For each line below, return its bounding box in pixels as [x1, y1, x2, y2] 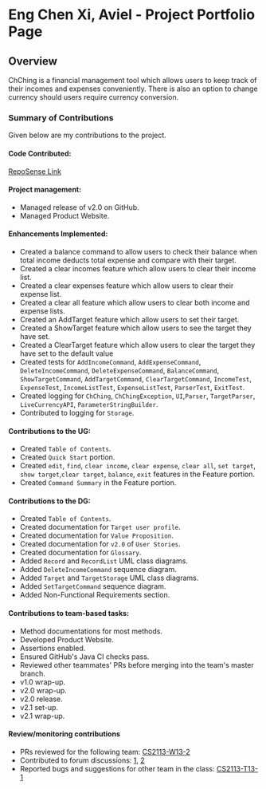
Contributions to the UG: [8, 426, 92, 436]
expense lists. [19, 306, 65, 316]
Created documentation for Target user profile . [19, 523, 181, 532]
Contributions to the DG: [8, 496, 91, 506]
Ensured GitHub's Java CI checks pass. [19, 652, 150, 661]
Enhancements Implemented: [8, 229, 108, 239]
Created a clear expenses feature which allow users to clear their [19, 281, 234, 290]
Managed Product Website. [19, 211, 110, 220]
